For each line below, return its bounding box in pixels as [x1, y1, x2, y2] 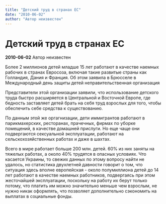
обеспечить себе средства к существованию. [5, 105, 103, 111]
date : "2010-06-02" [5, 12, 46, 17]
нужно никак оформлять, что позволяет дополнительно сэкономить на [5, 188, 157, 194]
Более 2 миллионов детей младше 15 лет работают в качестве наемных [5, 64, 159, 70]
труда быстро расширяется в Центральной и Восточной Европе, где [5, 95, 151, 101]
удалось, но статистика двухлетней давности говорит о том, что [5, 162, 143, 168]
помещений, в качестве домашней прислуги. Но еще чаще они [5, 125, 140, 132]
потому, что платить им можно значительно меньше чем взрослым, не [5, 183, 158, 189]
